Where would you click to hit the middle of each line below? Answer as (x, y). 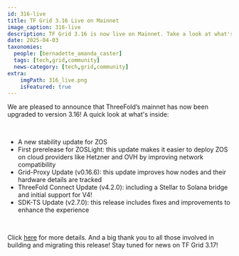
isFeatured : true (46, 87)
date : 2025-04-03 (33, 41)
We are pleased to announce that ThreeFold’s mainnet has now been (108, 107)
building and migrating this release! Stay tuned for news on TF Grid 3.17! (113, 245)
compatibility (37, 165)
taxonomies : (25, 47)
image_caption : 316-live (44, 27)
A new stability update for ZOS (63, 142)
